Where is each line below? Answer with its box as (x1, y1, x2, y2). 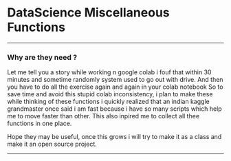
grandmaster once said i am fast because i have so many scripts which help (7, 105, 222, 113)
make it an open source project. (7, 140, 98, 149)
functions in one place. (7, 119, 72, 128)
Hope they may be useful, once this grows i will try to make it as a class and (7, 133, 222, 141)
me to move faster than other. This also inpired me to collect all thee (7, 112, 200, 120)
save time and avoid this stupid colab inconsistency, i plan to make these (7, 90, 213, 98)
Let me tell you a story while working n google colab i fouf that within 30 (7, 68, 212, 76)
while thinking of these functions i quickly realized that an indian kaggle (7, 98, 210, 106)
